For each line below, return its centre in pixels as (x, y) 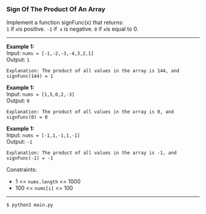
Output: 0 (18, 101)
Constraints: (22, 170)
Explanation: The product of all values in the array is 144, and (93, 71)
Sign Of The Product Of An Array (56, 9)
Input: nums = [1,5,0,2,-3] (40, 94)
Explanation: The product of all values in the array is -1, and (91, 153)
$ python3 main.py (30, 205)
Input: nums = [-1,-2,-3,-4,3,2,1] (50, 53)
